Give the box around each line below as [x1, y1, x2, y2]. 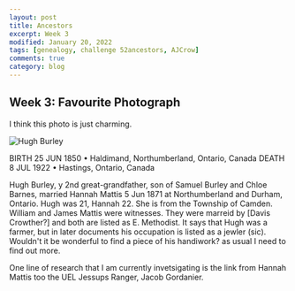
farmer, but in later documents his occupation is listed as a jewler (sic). [9, 226, 267, 237]
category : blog [9, 63, 65, 72]
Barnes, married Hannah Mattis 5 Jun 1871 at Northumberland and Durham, [9, 188, 283, 199]
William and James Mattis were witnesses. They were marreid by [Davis [9, 207, 271, 218]
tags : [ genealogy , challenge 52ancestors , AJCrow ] [9, 46, 200, 55]
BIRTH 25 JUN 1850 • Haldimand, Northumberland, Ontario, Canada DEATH [9, 152, 285, 164]
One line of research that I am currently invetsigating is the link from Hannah [9, 262, 287, 272]
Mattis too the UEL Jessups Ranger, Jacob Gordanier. [9, 272, 204, 282]
